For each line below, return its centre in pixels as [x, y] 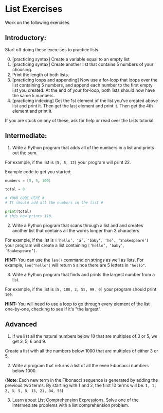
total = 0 [15, 189]
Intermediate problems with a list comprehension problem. [71, 405]
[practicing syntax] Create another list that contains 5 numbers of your [83, 64]
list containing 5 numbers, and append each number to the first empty [82, 85]
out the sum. [25, 153]
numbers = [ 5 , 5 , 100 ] [28, 181]
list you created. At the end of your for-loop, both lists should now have [83, 90]
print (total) [18, 212]
